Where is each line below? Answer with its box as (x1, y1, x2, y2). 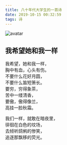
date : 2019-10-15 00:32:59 (5, 12, 61, 17)
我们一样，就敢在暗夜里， (5, 115, 58, 121)
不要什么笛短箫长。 (5, 80, 45, 86)
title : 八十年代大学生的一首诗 (5, 7, 62, 13)
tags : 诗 (5, 17, 22, 22)
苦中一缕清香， (5, 92, 36, 98)
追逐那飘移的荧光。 (5, 134, 45, 140)
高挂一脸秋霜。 (5, 105, 36, 111)
